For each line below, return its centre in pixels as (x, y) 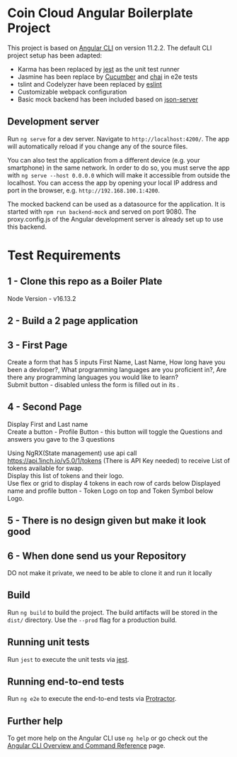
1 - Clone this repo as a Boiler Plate (85, 282)
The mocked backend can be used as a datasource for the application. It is (116, 204)
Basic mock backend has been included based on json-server (108, 99)
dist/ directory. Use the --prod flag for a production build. (92, 620)
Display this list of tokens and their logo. (66, 475)
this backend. (27, 227)
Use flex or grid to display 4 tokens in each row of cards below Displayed (114, 483)
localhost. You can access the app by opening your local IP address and (112, 183)
